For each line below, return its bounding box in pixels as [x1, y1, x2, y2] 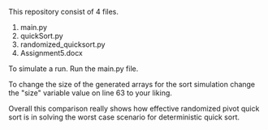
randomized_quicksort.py [19, 40, 106, 49]
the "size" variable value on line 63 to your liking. [8, 88, 173, 98]
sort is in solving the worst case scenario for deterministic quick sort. [8, 112, 240, 122]
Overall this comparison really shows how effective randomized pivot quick [8, 104, 260, 113]
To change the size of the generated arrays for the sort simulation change [8, 80, 256, 89]
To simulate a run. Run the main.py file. [8, 64, 139, 73]
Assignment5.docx [19, 48, 84, 57]
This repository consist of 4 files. [8, 7, 119, 16]
